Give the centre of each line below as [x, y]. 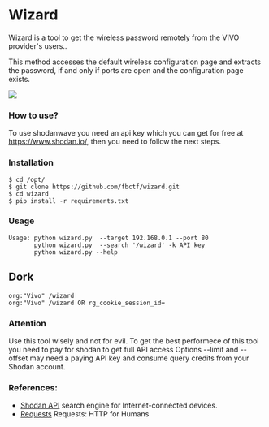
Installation [31, 162]
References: [33, 387]
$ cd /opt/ [27, 179]
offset [18, 358]
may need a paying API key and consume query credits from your [139, 358]
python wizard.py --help [76, 252]
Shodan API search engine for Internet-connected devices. [119, 405]
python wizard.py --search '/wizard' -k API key [119, 245]
